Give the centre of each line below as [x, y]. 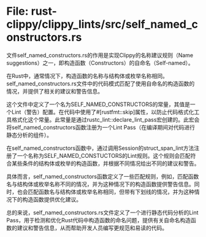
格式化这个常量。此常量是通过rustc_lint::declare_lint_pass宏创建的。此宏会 [105, 119]
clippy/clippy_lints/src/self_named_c [102, 24]
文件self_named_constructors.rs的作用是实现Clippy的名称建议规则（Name [100, 55]
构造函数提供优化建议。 [52, 199]
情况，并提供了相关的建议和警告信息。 [55, 91]
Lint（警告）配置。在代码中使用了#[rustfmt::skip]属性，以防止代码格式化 [103, 112]
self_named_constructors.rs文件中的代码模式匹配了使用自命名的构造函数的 [101, 84]
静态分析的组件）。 [29, 135]
